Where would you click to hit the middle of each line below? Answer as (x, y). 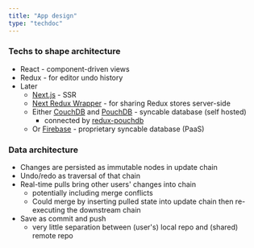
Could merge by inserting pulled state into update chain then (133, 201)
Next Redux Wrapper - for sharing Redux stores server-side (131, 103)
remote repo (53, 236)
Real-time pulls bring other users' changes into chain (108, 184)
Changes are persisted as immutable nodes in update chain (119, 167)
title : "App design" (43, 16)
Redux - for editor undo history (71, 77)
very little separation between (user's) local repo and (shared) (135, 227)
